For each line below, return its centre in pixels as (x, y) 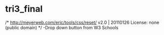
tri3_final (24, 9)
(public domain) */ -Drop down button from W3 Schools (62, 27)
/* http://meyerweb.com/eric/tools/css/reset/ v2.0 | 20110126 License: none (82, 22)
